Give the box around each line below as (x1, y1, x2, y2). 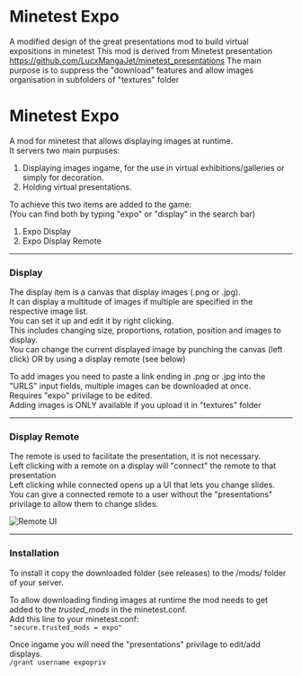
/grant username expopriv (9, 658, 106, 667)
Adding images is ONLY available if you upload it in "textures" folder (9, 400, 262, 411)
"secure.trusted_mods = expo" (9, 623, 123, 632)
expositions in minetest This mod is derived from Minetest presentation (9, 45, 272, 56)
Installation (9, 547, 60, 559)
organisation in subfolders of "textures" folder (9, 74, 180, 84)
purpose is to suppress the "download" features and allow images (9, 65, 254, 76)
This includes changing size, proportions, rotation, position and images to (9, 325, 281, 336)
